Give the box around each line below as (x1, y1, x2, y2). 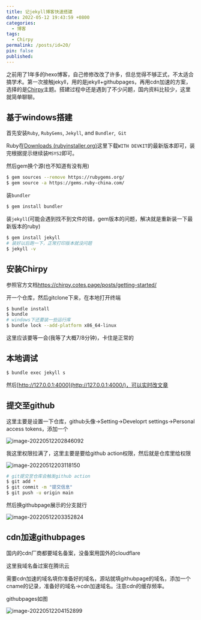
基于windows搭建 (6, 112, 73, 123)
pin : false (6, 48, 34, 54)
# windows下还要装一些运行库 (6, 317, 71, 323)
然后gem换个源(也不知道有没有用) (6, 163, 90, 170)
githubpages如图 (6, 595, 48, 602)
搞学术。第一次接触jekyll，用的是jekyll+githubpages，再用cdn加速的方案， (6, 78, 191, 85)
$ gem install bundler (6, 203, 63, 210)
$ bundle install (6, 305, 50, 312)
